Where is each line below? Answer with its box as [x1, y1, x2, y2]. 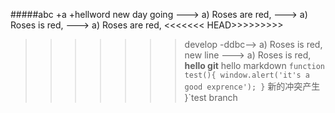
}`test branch [184, 92, 238, 103]
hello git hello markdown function [184, 60, 326, 71]
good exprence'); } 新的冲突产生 [184, 80, 321, 92]
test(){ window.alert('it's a [184, 70, 311, 80]
